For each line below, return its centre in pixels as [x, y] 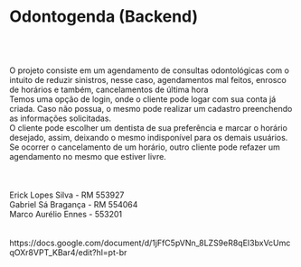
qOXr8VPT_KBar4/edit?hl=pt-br [68, 252]
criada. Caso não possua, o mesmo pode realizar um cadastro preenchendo [151, 108]
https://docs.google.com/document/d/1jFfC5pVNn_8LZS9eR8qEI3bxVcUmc [150, 243]
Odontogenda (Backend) [104, 17]
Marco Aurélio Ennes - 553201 [66, 214]
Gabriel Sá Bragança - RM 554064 [74, 204]
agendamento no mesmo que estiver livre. [88, 156]
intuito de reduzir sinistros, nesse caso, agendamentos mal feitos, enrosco [148, 79]
